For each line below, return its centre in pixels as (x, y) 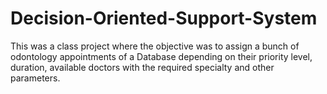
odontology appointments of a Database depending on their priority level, (161, 56)
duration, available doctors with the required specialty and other (142, 67)
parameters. (35, 78)
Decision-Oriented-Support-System (164, 18)
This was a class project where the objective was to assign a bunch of (155, 46)
